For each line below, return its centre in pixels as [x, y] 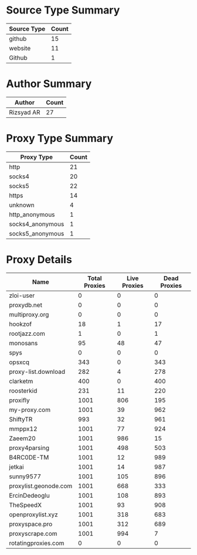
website [20, 48]
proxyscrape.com [33, 533]
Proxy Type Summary [60, 139]
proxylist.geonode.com [41, 486]
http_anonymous [32, 214]
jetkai [17, 467]
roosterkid [23, 390]
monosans [23, 343]
